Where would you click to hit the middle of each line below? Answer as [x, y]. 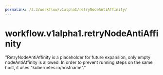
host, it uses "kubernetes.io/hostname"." [45, 67]
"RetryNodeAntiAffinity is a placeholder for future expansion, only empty [78, 57]
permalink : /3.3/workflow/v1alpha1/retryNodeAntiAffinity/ [66, 9]
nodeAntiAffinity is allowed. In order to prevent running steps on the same [79, 62]
